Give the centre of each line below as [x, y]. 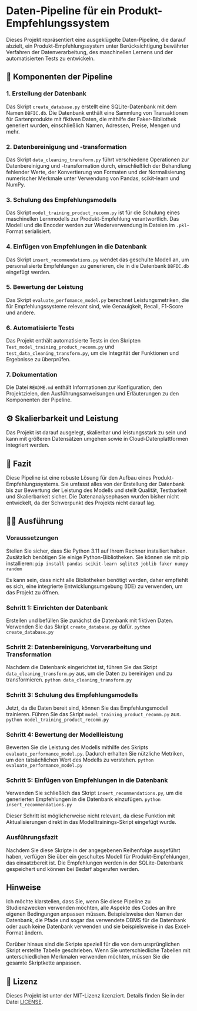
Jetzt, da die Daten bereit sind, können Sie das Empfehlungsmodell [87, 708]
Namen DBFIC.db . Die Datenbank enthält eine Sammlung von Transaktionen [97, 112]
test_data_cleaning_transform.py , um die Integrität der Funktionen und [93, 353]
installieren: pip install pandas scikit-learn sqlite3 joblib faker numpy [97, 563]
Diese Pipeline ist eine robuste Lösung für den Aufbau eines [79, 478]
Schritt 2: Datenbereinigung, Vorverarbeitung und [79, 647]
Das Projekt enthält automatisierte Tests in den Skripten [74, 341]
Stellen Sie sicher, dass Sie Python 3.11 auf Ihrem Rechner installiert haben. [97, 551]
